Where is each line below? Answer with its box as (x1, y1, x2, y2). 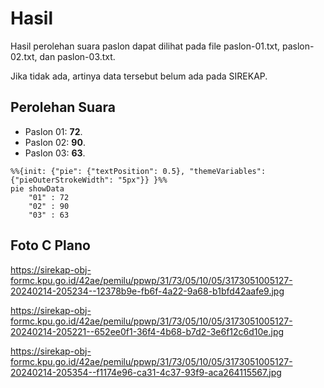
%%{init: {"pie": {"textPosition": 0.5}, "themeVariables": (10, 166, 267, 176)
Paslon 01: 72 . (24, 125, 83, 137)
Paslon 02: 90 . (24, 136, 86, 148)
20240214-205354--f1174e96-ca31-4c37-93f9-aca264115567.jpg (10, 366, 282, 378)
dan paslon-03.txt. (39, 50, 116, 62)
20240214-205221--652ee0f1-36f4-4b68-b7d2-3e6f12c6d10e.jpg (10, 325, 285, 337)
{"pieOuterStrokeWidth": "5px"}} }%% (10, 175, 168, 185)
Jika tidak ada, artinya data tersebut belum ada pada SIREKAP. (10, 70, 268, 82)
